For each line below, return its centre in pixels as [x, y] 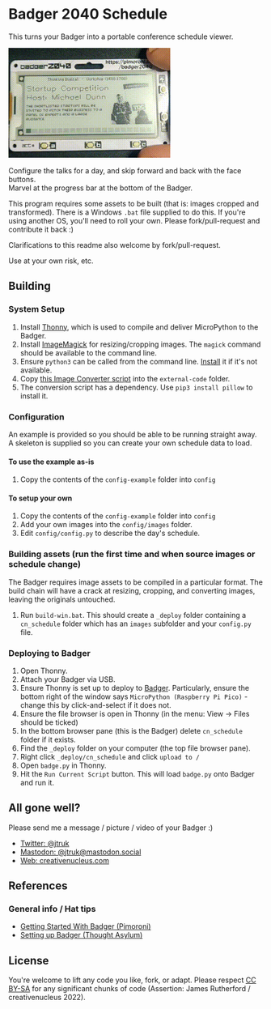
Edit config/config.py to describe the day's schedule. [110, 533]
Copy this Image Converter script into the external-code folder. [125, 378]
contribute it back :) [41, 229]
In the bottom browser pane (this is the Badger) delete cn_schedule [131, 730]
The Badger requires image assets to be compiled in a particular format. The [135, 582]
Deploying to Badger [49, 653]
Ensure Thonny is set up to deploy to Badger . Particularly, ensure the [134, 688]
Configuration [36, 416]
